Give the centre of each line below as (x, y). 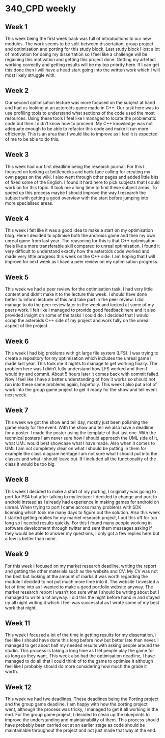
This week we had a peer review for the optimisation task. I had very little (79, 289)
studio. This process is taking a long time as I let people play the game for (80, 651)
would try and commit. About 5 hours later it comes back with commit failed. (82, 374)
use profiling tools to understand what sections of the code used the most (80, 113)
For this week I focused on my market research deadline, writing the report (81, 566)
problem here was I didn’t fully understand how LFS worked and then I (76, 369)
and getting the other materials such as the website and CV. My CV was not (82, 571)
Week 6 (17, 341)
